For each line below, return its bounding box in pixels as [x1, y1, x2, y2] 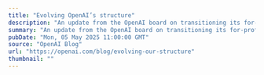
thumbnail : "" [8, 55, 55, 63]
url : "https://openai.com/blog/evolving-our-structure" [8, 48, 195, 55]
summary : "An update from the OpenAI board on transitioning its [8, 26, 226, 34]
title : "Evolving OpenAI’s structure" [8, 11, 135, 20]
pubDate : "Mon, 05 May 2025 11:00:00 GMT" [8, 33, 149, 41]
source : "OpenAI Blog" [8, 41, 82, 48]
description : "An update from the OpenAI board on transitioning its [8, 19, 241, 27]
